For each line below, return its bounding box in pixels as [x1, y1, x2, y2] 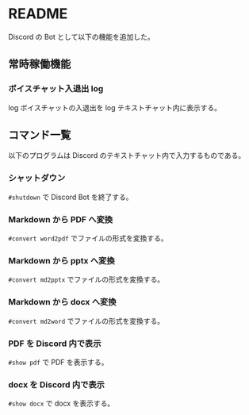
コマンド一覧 [8, 129, 71, 142]
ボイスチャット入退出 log [8, 83, 104, 94]
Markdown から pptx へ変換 [8, 255, 115, 266]
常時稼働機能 [8, 57, 71, 71]
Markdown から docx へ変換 [8, 297, 117, 308]
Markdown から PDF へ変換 [8, 213, 113, 225]
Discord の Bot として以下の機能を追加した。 [8, 32, 155, 41]
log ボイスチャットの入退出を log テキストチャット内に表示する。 [8, 102, 222, 112]
